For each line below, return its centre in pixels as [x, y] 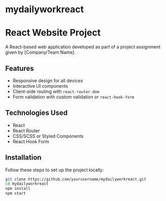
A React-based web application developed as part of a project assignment [83, 47]
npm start [16, 193]
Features [20, 68]
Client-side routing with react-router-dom [56, 91]
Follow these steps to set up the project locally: [55, 170]
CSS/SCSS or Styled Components [48, 136]
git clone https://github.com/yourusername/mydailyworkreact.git [76, 179]
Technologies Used [36, 113]
